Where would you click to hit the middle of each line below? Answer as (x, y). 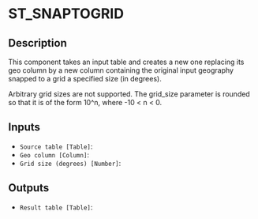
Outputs (29, 188)
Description (37, 43)
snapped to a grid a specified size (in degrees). (85, 79)
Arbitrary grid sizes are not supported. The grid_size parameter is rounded (129, 94)
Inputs (24, 127)
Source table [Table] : (56, 146)
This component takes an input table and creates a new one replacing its (126, 62)
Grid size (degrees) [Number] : (70, 163)
